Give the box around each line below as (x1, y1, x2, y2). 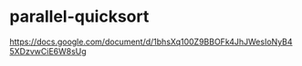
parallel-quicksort (9, 6, 150, 27)
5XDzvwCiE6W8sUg (9, 45, 87, 56)
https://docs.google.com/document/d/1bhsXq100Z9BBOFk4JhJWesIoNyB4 (9, 36, 294, 47)
